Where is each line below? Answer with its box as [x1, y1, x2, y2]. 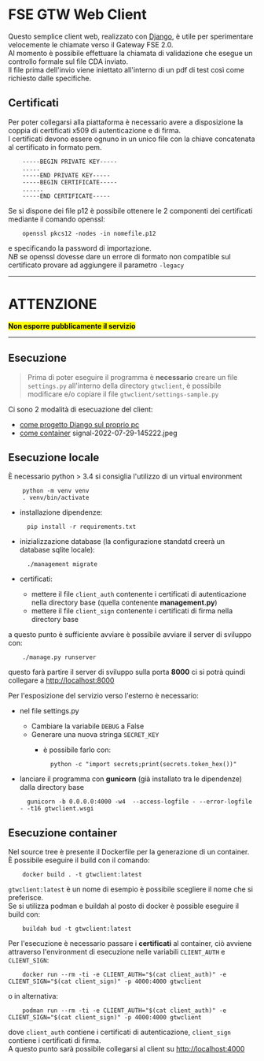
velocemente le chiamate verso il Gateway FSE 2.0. [8, 39, 174, 49]
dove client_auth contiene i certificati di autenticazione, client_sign [8, 1027, 232, 1037]
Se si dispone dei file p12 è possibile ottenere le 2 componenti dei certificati [8, 206, 253, 215]
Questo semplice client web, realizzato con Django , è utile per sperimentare [8, 32, 254, 41]
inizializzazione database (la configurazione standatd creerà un [19, 537, 225, 546]
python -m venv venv [22, 487, 90, 495]
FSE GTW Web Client [8, 6, 147, 24]
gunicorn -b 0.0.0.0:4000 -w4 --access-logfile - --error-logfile [27, 798, 253, 806]
